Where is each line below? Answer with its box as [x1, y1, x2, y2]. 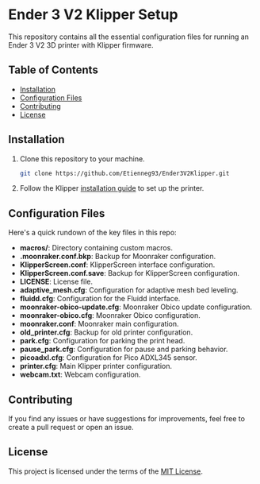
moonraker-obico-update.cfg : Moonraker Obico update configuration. [19, 302, 252, 312]
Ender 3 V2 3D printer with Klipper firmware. [8, 40, 154, 49]
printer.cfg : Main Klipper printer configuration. [19, 362, 173, 371]
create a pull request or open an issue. [8, 423, 134, 432]
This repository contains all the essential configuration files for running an [8, 32, 250, 41]
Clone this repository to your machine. [19, 153, 145, 164]
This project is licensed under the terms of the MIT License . [8, 467, 204, 476]
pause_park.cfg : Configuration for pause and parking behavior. [19, 344, 228, 354]
